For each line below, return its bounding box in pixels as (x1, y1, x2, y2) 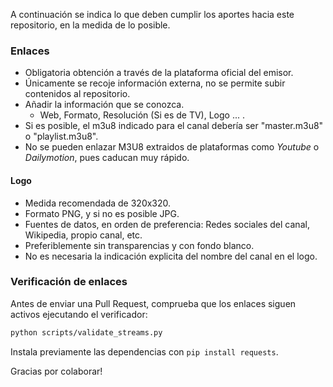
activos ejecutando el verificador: (10, 308, 148, 320)
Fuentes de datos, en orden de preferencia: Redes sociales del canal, (24, 218, 310, 230)
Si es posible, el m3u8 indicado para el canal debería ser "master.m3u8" (24, 120, 324, 132)
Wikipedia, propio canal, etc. (24, 229, 143, 241)
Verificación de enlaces (10, 275, 128, 289)
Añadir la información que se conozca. (24, 99, 185, 111)
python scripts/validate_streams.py (10, 327, 163, 338)
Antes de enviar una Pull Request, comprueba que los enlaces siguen (10, 297, 297, 309)
